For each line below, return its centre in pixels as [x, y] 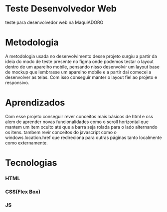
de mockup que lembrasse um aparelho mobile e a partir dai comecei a [78, 72]
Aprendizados [35, 103]
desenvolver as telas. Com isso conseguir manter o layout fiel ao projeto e [81, 77]
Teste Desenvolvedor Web [61, 9]
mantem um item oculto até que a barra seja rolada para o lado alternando [82, 127]
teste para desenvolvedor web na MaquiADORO [54, 22]
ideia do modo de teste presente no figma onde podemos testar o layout [79, 61]
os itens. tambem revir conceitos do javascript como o [61, 132]
